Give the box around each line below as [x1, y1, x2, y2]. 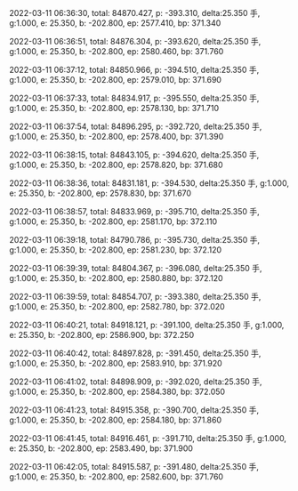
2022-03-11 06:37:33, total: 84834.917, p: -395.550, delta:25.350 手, [9, 93, 260, 103]
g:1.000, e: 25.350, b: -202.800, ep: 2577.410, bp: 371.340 [9, 18, 221, 28]
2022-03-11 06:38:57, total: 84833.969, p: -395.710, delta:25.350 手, [9, 206, 260, 216]
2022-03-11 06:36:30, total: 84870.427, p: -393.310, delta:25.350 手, [9, 8, 261, 18]
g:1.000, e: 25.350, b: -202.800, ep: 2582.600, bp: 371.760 [9, 471, 224, 482]
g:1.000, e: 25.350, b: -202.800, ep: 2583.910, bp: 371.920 [9, 358, 222, 368]
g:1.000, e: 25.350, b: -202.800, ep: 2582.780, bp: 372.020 [9, 302, 225, 311]
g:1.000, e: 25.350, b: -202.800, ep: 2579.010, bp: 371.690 [9, 75, 222, 85]
